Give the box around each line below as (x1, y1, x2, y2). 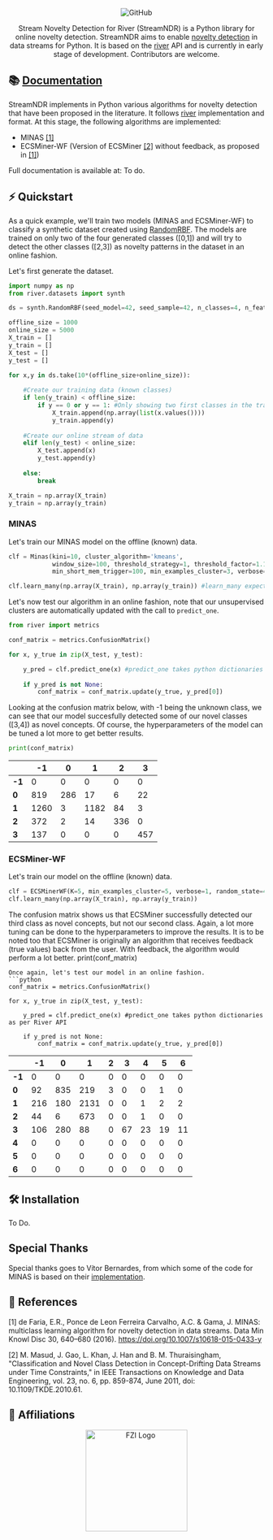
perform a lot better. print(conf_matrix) (8, 953, 138, 963)
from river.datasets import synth (8, 289, 126, 297)
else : (23, 469, 42, 477)
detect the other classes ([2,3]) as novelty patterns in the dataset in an (8, 241, 245, 251)
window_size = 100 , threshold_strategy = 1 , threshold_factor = (51, 560, 256, 568)
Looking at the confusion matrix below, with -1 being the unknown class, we (8, 703, 262, 713)
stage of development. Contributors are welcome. (53, 50, 220, 59)
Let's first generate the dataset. (8, 266, 114, 275)
